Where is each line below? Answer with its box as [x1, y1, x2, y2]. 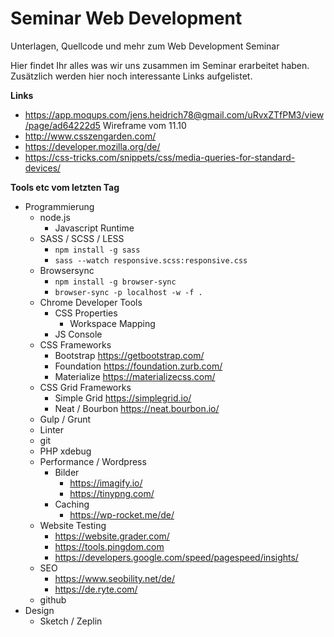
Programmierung [24, 200, 95, 212]
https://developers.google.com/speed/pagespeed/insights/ [54, 551, 299, 563]
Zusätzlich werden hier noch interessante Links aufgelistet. [10, 70, 253, 82]
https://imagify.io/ [69, 477, 143, 489]
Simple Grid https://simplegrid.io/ [54, 392, 192, 404]
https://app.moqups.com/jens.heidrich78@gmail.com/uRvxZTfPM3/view [24, 108, 325, 121]
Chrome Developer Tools [39, 296, 143, 308]
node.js [39, 211, 71, 223]
